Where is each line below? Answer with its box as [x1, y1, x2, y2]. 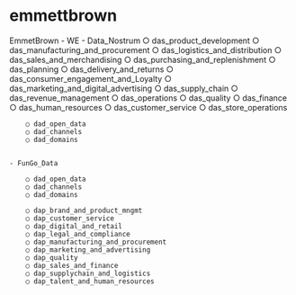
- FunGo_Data [9, 158, 58, 167]
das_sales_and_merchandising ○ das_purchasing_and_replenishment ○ [9, 54, 276, 65]
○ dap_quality [25, 253, 78, 262]
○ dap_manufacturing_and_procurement [25, 237, 167, 246]
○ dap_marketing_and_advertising [25, 245, 151, 255]
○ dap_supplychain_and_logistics [25, 269, 151, 278]
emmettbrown [9, 5, 118, 26]
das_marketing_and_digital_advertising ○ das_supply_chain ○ [9, 83, 238, 94]
